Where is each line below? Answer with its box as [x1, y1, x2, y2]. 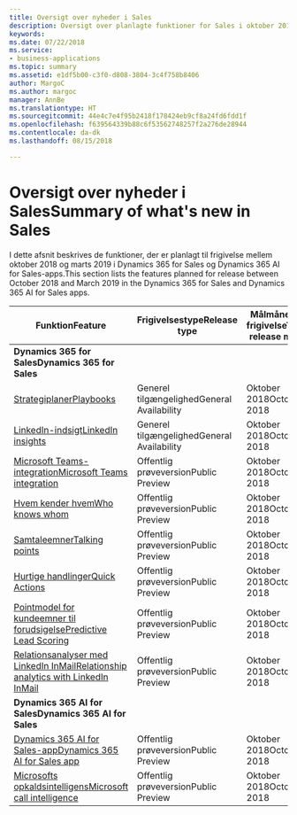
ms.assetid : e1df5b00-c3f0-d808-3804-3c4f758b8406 [9, 71, 200, 80]
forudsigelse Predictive [13, 623, 108, 635]
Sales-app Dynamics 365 [13, 743, 119, 756]
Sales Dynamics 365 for [13, 356, 115, 369]
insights [13, 435, 47, 447]
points [13, 544, 40, 556]
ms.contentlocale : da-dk [9, 128, 101, 137]
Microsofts [13, 769, 58, 781]
